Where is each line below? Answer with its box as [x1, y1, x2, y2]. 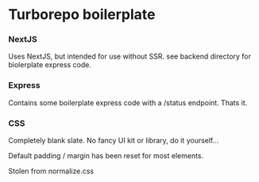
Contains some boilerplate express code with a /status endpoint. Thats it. [8, 97, 248, 108]
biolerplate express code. [8, 60, 91, 70]
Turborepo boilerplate [8, 6, 157, 24]
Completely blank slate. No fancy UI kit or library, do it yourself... [8, 136, 219, 146]
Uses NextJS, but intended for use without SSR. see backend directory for [8, 51, 252, 61]
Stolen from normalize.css [8, 166, 94, 176]
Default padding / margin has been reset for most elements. [8, 151, 204, 161]
